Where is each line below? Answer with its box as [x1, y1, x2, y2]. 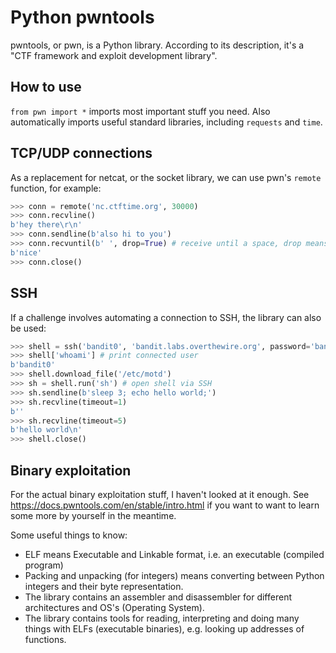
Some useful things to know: [10, 529, 128, 541]
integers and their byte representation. [24, 580, 184, 592]
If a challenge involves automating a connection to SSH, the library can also [10, 311, 322, 323]
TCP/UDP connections [10, 145, 153, 162]
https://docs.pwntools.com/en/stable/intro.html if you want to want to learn [10, 499, 320, 511]
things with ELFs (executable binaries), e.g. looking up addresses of [24, 622, 305, 635]
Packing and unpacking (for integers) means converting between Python [24, 569, 325, 581]
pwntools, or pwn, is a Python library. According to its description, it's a [10, 39, 305, 51]
